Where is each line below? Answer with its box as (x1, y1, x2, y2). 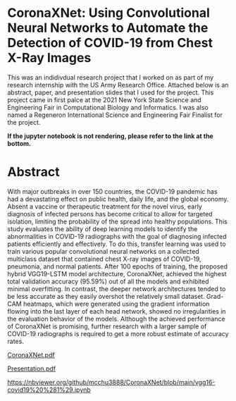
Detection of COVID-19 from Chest (7, 35, 213, 51)
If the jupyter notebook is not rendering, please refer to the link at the (7, 132, 213, 140)
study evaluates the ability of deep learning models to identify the (7, 224, 198, 233)
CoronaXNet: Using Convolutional (7, 5, 210, 21)
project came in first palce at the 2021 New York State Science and (7, 95, 202, 104)
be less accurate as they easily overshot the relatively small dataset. (7, 292, 206, 300)
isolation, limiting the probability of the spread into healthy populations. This (7, 217, 228, 226)
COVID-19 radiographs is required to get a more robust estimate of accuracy (7, 329, 229, 338)
